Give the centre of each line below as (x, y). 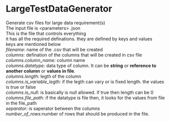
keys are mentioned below (33, 44)
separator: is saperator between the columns (53, 108)
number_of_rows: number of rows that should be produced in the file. (78, 113)
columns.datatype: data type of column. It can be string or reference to (81, 66)
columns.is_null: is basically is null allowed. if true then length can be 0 (80, 92)
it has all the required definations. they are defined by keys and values (79, 39)
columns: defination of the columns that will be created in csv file (74, 55)
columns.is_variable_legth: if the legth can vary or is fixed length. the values (85, 82)
